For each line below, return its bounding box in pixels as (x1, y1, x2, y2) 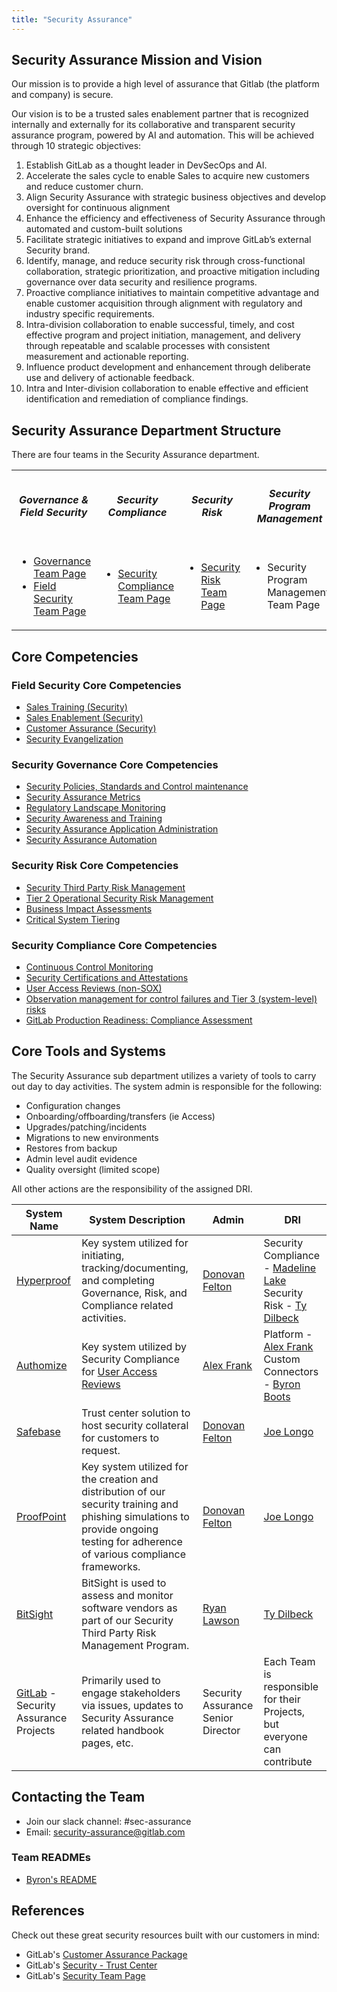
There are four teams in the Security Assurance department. (11, 449, 260, 461)
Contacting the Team (11, 1789, 146, 1806)
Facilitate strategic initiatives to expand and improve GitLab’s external (25, 234, 312, 246)
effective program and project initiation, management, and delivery (25, 329, 301, 341)
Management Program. (81, 1638, 190, 1652)
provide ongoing (81, 1522, 159, 1536)
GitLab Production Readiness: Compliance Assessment (25, 1014, 253, 1026)
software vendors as (81, 1601, 178, 1615)
